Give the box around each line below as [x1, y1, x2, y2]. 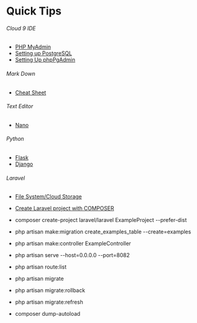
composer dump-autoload [15, 310, 80, 318]
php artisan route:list [15, 263, 67, 270]
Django [15, 160, 33, 168]
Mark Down [6, 70, 36, 77]
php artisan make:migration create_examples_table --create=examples [15, 228, 192, 235]
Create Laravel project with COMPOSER [15, 204, 114, 212]
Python [6, 135, 24, 143]
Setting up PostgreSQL [15, 50, 73, 57]
